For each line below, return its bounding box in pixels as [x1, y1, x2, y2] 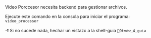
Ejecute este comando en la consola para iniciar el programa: [5, 14, 130, 19]
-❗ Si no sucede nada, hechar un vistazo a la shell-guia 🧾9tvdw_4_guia [5, 28, 147, 33]
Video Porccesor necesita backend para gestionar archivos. [5, 4, 127, 10]
